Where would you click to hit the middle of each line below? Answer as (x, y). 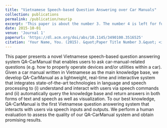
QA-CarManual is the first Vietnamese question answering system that (77, 104)
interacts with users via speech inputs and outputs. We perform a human (80, 109)
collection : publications (32, 14)
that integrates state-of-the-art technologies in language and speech (76, 83)
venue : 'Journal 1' (25, 33)
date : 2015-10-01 (23, 28)
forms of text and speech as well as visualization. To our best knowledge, (80, 99)
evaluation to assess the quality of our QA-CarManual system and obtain (80, 115)
